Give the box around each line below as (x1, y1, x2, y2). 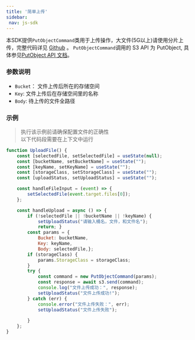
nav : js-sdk (8, 20, 38, 26)
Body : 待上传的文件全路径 (14, 97, 76, 104)
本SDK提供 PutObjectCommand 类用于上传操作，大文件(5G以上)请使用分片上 (6, 37, 184, 44)
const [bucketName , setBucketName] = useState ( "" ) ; (17, 158, 147, 164)
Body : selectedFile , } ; (37, 246, 94, 252)
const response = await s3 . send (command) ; (37, 279, 144, 285)
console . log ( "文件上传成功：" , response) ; (37, 285, 138, 291)
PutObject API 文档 (21, 52, 68, 59)
